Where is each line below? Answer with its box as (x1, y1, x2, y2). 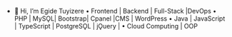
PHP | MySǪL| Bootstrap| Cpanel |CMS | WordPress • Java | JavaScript (14, 14, 226, 23)
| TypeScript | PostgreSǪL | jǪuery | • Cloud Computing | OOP (14, 22, 198, 30)
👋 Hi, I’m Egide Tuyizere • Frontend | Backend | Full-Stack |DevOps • (14, 7, 217, 15)
